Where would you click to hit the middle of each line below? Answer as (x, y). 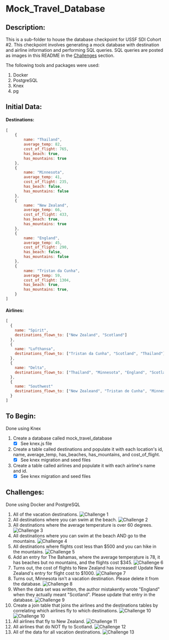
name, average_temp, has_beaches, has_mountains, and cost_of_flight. (87, 454)
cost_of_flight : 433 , (46, 215)
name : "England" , (42, 238)
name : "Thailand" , (43, 140)
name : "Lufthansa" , (35, 349)
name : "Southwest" (34, 386)
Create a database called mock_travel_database (62, 438)
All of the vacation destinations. (46, 514)
